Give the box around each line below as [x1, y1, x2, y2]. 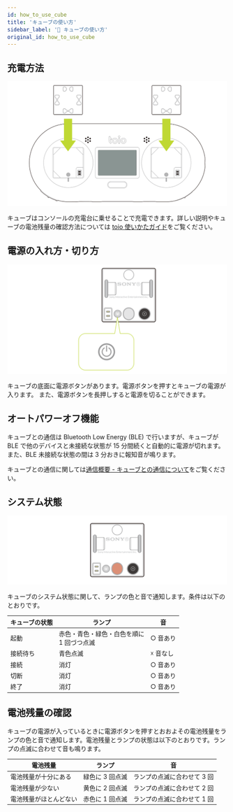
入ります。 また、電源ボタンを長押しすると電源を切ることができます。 [7, 390, 209, 399]
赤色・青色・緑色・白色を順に [59, 629, 145, 638]
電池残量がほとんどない [10, 795, 78, 803]
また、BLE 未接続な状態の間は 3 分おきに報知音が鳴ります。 [7, 450, 180, 458]
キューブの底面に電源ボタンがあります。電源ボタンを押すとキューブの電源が [7, 381, 226, 390]
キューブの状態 [10, 618, 54, 626]
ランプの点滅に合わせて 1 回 [133, 795, 214, 803]
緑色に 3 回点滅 [83, 773, 128, 781]
